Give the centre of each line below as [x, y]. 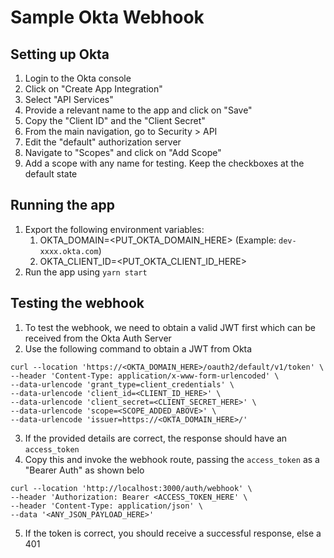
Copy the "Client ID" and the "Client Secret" [115, 120]
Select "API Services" [69, 99]
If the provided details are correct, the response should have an [156, 438]
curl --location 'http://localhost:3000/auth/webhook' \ [131, 488]
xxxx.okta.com [69, 251]
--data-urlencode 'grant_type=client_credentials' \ [122, 384]
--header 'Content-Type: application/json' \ [106, 506]
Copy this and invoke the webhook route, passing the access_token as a [172, 459]
